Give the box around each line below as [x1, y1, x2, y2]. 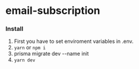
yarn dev [13, 57, 36, 63]
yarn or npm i [13, 44, 46, 51]
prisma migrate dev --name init [13, 50, 89, 57]
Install [5, 25, 24, 33]
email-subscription [5, 4, 100, 17]
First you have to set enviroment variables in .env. [13, 38, 134, 45]
